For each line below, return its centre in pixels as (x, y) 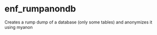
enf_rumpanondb (40, 9)
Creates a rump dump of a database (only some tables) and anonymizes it (78, 22)
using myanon (19, 27)
